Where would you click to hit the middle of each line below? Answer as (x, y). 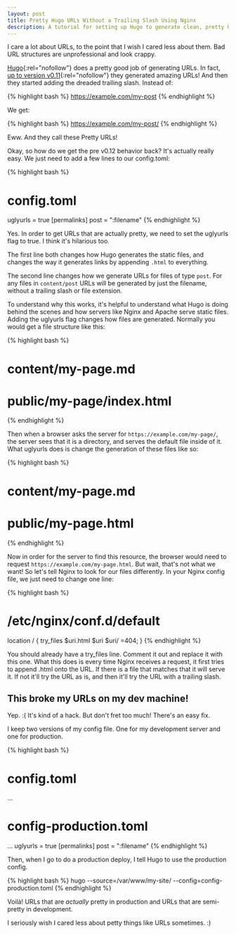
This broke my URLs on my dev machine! (98, 698)
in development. (50, 909)
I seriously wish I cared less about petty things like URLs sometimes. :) (109, 923)
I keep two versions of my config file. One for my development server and (114, 729)
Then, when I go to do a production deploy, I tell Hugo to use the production (117, 859)
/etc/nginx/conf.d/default (84, 621)
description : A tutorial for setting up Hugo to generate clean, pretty (116, 27)
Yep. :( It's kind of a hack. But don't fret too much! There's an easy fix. (109, 715)
